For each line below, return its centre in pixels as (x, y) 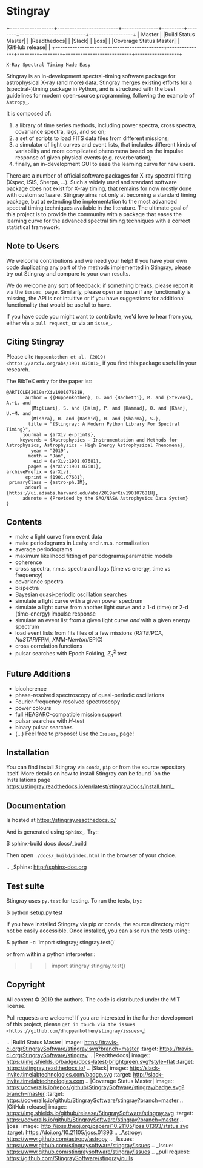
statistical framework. (33, 227)
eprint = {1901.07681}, (55, 477)
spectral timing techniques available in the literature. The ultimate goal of (97, 208)
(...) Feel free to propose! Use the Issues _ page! (75, 734)
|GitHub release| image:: (37, 1106)
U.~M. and (19, 413)
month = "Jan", (47, 456)
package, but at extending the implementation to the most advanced (92, 201)
